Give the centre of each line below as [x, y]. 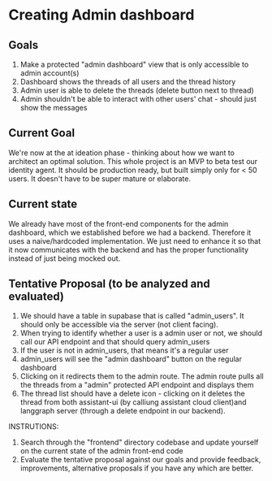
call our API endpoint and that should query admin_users [115, 342]
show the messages [54, 108]
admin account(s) [50, 73]
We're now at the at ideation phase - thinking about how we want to [122, 153]
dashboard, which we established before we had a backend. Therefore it [130, 232]
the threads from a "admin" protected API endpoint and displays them [137, 385]
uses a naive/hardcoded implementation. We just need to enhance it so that [135, 240]
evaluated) [37, 297]
